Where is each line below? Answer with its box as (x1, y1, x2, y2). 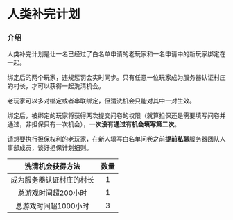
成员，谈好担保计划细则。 (19, 144, 92, 152)
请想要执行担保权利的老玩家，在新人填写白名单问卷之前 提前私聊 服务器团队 (7, 135, 220, 143)
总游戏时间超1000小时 (15, 201, 89, 211)
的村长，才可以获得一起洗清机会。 (7, 82, 105, 90)
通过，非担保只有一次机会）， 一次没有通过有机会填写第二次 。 (7, 120, 180, 128)
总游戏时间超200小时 (17, 188, 87, 198)
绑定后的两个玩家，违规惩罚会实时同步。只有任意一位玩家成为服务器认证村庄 (7, 74, 226, 82)
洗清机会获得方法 (24, 162, 81, 171)
